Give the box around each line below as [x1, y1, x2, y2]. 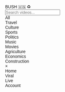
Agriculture [5, 49, 26, 54]
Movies [5, 44, 19, 49]
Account [5, 83, 21, 88]
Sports [5, 30, 18, 35]
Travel [5, 20, 17, 25]
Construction [5, 59, 30, 64]
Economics [5, 54, 26, 59]
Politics [5, 34, 19, 40]
